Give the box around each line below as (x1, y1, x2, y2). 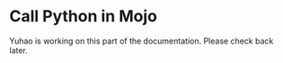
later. (9, 44, 29, 55)
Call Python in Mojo (9, 6, 157, 27)
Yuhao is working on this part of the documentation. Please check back (9, 35, 274, 46)
